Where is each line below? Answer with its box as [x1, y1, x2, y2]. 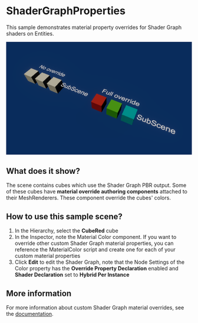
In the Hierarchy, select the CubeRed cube [14, 227, 119, 234]
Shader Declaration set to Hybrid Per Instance [14, 271, 130, 279]
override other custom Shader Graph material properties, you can [14, 240, 174, 247]
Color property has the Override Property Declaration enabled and [14, 265, 179, 272]
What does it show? [6, 166, 81, 176]
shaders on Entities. [6, 30, 54, 37]
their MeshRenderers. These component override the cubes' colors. [6, 194, 171, 202]
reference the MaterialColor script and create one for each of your [14, 246, 176, 253]
